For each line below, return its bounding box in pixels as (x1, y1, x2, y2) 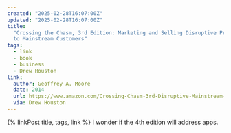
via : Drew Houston (13, 99, 67, 106)
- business (13, 61, 45, 68)
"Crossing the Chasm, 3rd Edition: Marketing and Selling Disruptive (13, 29, 217, 36)
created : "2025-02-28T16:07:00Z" (7, 10, 103, 17)
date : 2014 (13, 86, 45, 93)
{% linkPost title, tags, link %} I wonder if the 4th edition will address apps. (7, 118, 219, 126)
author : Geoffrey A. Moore (13, 80, 91, 87)
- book (13, 55, 32, 62)
